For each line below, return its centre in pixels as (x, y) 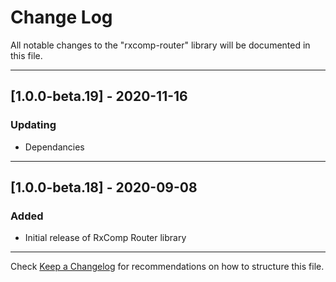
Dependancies (54, 147)
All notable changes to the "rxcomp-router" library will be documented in (160, 45)
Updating (33, 125)
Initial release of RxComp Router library (105, 238)
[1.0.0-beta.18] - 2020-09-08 (104, 187)
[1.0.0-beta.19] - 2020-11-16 (99, 96)
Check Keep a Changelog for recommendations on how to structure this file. (167, 267)
